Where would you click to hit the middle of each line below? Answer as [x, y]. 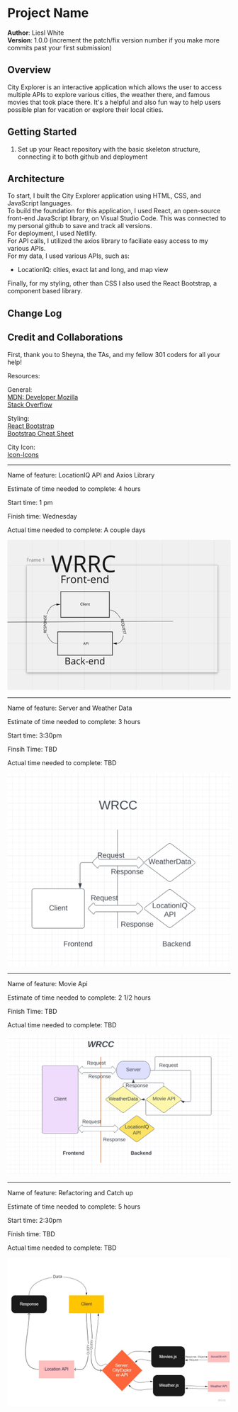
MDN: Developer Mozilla [43, 397]
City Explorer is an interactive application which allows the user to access [114, 87]
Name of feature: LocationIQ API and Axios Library [81, 475]
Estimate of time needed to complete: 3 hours [74, 722]
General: [20, 389]
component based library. [45, 291]
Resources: [24, 375]
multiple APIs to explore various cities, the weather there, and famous [109, 94]
